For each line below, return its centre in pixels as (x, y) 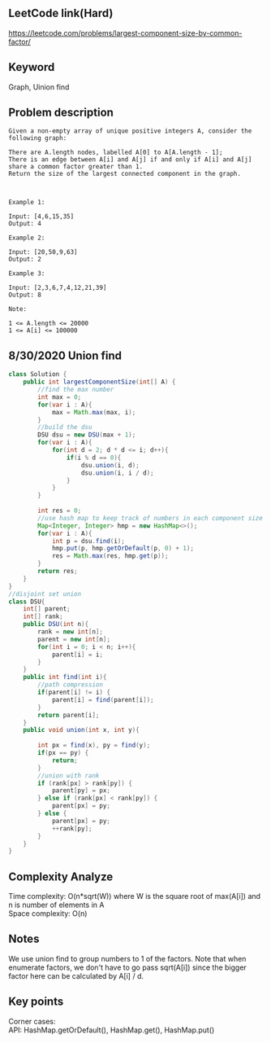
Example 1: (27, 203)
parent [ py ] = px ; (81, 791)
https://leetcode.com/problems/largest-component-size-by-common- (125, 33)
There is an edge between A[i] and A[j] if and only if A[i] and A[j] (130, 160)
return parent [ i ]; (69, 715)
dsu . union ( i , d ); (110, 465)
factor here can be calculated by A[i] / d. (76, 975)
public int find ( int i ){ (65, 677)
